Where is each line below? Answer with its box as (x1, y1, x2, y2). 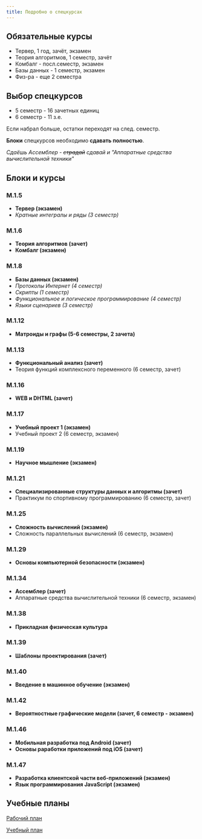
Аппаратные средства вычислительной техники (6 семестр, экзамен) (15, 594, 197, 602)
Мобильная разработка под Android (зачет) (15, 739, 132, 746)
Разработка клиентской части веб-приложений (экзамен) (15, 774, 171, 781)
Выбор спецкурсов (6, 90, 83, 101)
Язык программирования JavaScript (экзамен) (15, 781, 140, 788)
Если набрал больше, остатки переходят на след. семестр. (6, 125, 160, 132)
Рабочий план (6, 814, 42, 821)
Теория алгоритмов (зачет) (15, 240, 88, 248)
